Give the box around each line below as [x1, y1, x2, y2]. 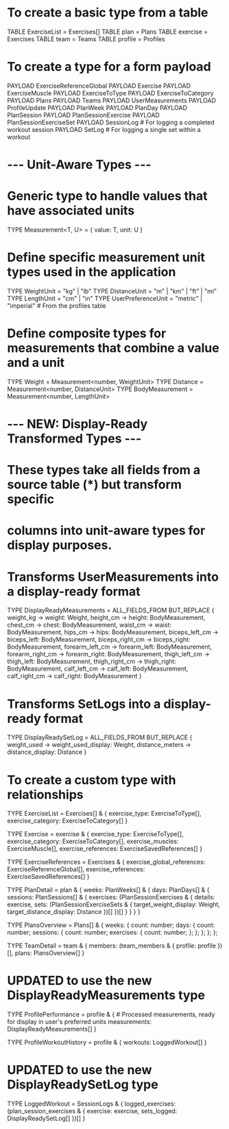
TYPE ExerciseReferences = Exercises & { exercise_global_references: [7, 858, 206, 867]
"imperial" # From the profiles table [7, 301, 106, 310]
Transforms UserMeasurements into [7, 569, 219, 585]
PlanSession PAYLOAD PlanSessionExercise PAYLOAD [7, 111, 160, 119]
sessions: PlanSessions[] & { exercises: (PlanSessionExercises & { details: [7, 893, 215, 902]
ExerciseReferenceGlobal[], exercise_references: [7, 865, 145, 873]
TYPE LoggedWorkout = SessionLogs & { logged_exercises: [7, 1099, 176, 1108]
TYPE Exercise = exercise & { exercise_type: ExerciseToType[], [7, 830, 184, 838]
